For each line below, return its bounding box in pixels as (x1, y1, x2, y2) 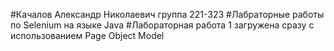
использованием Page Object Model (10, 30, 165, 41)
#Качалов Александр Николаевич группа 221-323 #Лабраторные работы (10, 9, 325, 20)
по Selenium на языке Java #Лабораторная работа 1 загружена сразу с (10, 19, 315, 31)
